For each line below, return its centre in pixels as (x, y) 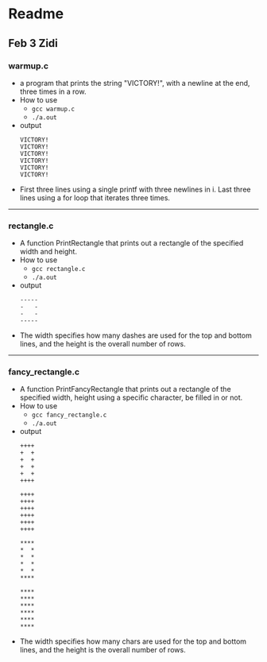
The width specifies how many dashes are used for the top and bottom (135, 335)
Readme (36, 14)
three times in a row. (53, 91)
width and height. (48, 252)
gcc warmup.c (53, 109)
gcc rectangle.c (58, 269)
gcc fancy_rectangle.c (69, 415)
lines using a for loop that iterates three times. (95, 197)
